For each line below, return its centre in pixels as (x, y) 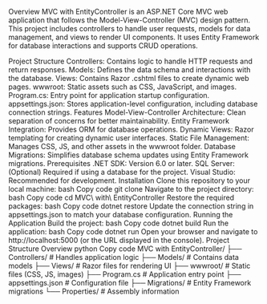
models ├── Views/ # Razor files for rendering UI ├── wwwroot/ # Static (129, 265)
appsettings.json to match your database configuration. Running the (121, 215)
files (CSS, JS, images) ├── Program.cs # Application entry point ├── (125, 274)
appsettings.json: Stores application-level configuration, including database (133, 104)
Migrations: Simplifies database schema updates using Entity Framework (129, 155)
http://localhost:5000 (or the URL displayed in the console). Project (119, 240)
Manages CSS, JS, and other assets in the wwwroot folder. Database (122, 146)
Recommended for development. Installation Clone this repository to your (129, 180)
